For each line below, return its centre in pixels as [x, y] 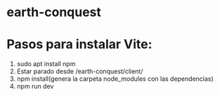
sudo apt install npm [46, 64]
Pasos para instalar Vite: [79, 45]
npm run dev [35, 86]
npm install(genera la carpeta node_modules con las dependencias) [115, 79]
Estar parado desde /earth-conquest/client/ [80, 72]
